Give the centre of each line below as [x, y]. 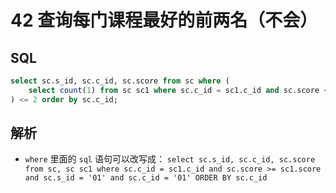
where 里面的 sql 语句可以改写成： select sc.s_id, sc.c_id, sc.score [170, 159]
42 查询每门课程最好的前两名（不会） [164, 20]
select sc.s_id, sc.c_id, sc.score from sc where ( [120, 81]
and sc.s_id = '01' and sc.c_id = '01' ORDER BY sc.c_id [146, 178]
